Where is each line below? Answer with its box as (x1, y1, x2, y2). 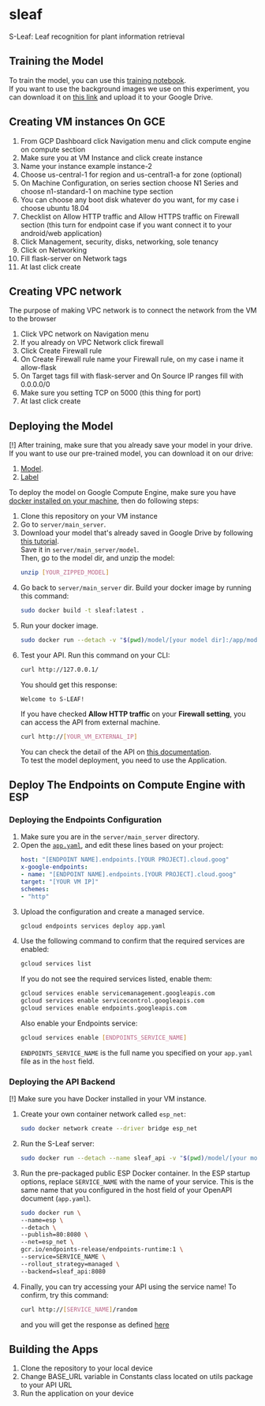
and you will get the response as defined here (20, 1320, 170, 1329)
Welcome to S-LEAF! (20, 695, 85, 703)
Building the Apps (9, 1342, 99, 1355)
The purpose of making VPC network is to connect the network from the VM (9, 306, 257, 315)
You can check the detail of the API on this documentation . (20, 747, 212, 756)
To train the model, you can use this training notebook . (9, 75, 186, 84)
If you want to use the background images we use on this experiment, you (9, 84, 250, 93)
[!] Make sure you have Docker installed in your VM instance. (9, 1094, 207, 1104)
